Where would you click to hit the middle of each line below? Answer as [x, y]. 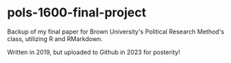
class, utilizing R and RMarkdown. [55, 38]
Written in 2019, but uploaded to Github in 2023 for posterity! [94, 52]
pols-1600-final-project [77, 13]
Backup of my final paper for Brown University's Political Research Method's [116, 32]
